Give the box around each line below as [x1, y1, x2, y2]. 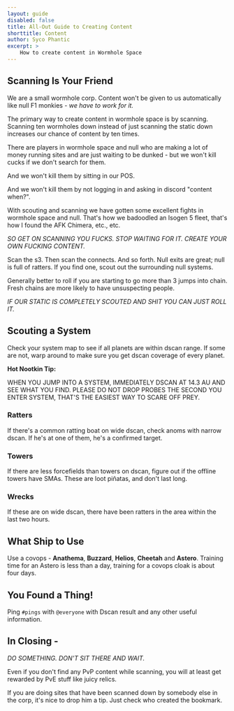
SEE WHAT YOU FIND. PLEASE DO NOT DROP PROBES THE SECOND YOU [7, 385, 222, 394]
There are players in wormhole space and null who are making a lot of [7, 143, 208, 151]
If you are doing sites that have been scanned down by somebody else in [7, 688, 218, 696]
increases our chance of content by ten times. [7, 129, 140, 138]
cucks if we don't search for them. [7, 158, 106, 166]
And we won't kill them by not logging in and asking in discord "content [7, 185, 212, 193]
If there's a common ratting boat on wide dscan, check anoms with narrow [7, 426, 222, 434]
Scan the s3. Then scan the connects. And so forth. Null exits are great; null [7, 255, 225, 264]
